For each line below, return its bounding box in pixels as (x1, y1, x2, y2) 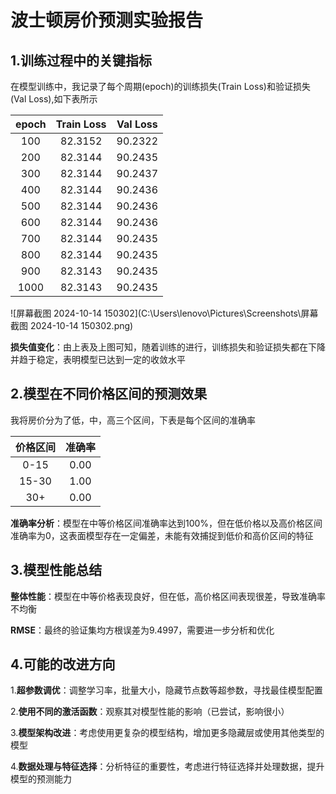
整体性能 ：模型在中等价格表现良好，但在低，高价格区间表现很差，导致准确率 (10, 590, 326, 602)
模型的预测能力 (10, 773, 72, 785)
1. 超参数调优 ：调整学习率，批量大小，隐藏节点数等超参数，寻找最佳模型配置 (10, 684, 323, 696)
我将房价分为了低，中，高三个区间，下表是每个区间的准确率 (10, 414, 256, 426)
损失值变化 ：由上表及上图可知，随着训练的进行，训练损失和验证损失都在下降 (10, 341, 326, 353)
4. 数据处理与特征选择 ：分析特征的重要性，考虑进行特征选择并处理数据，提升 (10, 761, 325, 773)
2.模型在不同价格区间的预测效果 (10, 386, 208, 403)
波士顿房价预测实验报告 (10, 9, 204, 32)
